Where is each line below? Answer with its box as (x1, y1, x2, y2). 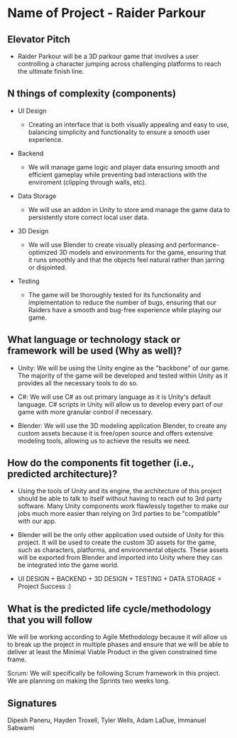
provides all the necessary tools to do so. (17, 378, 138, 387)
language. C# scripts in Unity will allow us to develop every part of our (17, 400, 224, 409)
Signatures (7, 697, 57, 709)
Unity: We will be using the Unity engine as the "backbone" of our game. (17, 363, 231, 372)
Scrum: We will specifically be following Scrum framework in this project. (7, 669, 221, 678)
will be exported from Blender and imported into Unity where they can (17, 553, 222, 562)
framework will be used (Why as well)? (7, 345, 182, 357)
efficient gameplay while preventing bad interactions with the (28, 170, 207, 179)
